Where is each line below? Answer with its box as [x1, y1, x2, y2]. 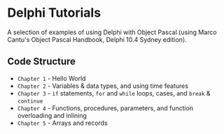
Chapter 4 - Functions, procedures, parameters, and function [17, 103, 194, 112]
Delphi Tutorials [7, 5, 101, 21]
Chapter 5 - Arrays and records [17, 119, 108, 127]
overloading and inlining [17, 111, 87, 119]
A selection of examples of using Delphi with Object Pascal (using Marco [7, 28, 217, 36]
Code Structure [7, 56, 76, 68]
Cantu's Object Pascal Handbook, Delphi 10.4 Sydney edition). [7, 35, 187, 43]
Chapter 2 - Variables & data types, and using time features [17, 82, 189, 90]
